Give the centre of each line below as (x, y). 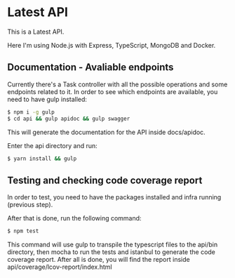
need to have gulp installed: (47, 99)
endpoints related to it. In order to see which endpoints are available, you (113, 91)
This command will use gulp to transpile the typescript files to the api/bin (113, 245)
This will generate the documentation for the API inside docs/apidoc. (106, 132)
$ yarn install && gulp (42, 159)
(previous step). (30, 205)
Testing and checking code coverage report (105, 180)
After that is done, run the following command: (74, 218)
